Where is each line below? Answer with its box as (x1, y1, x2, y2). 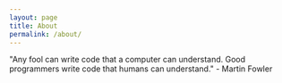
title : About (9, 21, 58, 30)
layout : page (9, 12, 58, 22)
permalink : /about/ (9, 29, 82, 38)
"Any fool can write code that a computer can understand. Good (9, 54, 246, 65)
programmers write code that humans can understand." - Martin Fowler (9, 63, 273, 74)
